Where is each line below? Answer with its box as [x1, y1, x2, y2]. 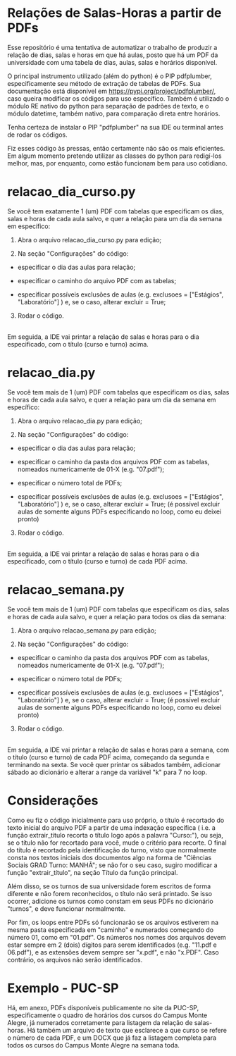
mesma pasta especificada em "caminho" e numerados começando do [7, 925, 213, 934]
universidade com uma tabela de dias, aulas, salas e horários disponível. [7, 58, 218, 66]
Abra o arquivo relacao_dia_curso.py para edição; [17, 235, 162, 244]
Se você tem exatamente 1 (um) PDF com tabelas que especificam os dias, [7, 206, 224, 216]
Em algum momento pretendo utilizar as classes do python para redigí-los [7, 151, 222, 160]
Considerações [7, 793, 99, 808]
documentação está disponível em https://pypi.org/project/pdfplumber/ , [7, 87, 216, 95]
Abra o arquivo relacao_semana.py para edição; [17, 626, 157, 635]
